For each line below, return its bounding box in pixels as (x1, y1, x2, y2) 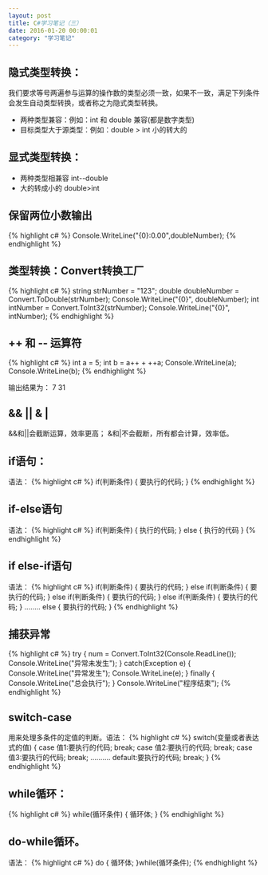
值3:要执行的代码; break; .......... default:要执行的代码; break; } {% (8, 753, 222, 763)
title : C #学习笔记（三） (8, 19, 82, 27)
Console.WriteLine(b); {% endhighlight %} (8, 366, 147, 376)
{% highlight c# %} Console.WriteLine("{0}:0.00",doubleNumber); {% (8, 231, 237, 240)
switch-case (8, 711, 73, 724)
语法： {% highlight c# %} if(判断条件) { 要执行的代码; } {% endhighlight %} (8, 476, 255, 487)
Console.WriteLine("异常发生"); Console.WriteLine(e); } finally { (8, 668, 215, 678)
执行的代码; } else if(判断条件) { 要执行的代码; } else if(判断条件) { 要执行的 (8, 592, 251, 601)
